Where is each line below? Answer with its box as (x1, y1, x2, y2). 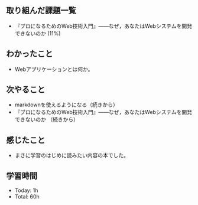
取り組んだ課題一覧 (6, 5, 76, 16)
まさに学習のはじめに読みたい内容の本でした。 (14, 152, 129, 159)
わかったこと (6, 49, 53, 59)
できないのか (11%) (14, 30, 61, 37)
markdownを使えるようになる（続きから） (14, 101, 118, 108)
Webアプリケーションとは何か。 (14, 66, 93, 73)
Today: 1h (14, 187, 38, 194)
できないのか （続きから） (14, 116, 79, 123)
